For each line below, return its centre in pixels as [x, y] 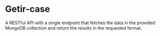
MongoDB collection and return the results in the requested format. [74, 28]
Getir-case [28, 9]
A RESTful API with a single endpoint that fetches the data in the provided [80, 23]
